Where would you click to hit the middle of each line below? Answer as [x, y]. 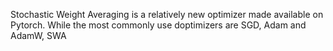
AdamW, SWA [38, 35]
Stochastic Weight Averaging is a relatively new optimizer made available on [167, 14]
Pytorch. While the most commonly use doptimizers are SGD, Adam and [158, 25]
